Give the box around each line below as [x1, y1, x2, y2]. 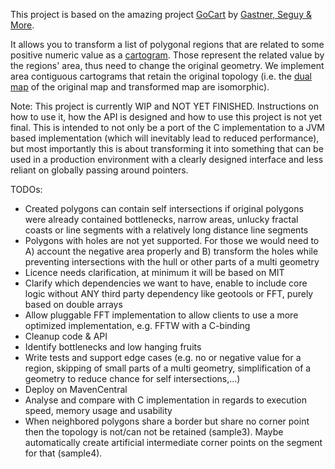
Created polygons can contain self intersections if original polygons [24, 203, 304, 214]
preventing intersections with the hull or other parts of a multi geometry [24, 256, 320, 268]
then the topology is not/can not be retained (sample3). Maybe [24, 426, 284, 438]
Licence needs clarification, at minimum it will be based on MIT [24, 267, 285, 278]
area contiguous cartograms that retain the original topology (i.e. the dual [10, 70, 312, 82]
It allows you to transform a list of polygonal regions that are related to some [10, 39, 325, 50]
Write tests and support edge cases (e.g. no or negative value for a [24, 352, 302, 363]
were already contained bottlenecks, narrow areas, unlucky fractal [24, 214, 299, 225]
